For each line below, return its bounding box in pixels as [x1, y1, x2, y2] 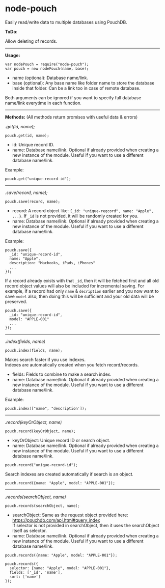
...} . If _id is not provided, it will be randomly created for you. [12, 213, 138, 219]
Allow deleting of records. [5, 38, 57, 44]
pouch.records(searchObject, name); [5, 503, 80, 508]
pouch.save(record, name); [5, 199, 60, 204]
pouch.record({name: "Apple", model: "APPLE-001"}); [5, 480, 115, 485]
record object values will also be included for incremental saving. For [5, 283, 145, 289]
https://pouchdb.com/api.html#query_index [12, 517, 100, 523]
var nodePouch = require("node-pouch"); [5, 62, 89, 67]
